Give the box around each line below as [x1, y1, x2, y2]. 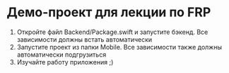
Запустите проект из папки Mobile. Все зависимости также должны [16, 43, 222, 51]
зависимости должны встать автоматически [16, 35, 153, 43]
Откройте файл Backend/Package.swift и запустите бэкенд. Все [16, 28, 209, 36]
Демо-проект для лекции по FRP [6, 4, 211, 21]
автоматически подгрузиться [16, 50, 107, 59]
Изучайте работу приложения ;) [16, 57, 114, 66]
